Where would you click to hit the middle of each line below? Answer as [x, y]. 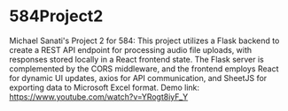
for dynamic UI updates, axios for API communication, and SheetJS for [138, 78]
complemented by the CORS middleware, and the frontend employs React [144, 69]
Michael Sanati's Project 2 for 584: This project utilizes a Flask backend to [144, 41]
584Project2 [56, 16]
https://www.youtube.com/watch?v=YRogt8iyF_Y [99, 96]
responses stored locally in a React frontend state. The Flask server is [136, 59]
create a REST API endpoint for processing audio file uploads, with [131, 49]
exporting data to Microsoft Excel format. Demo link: [105, 87]
